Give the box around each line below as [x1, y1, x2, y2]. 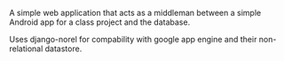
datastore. [44, 43, 83, 54]
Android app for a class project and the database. [9, 17, 191, 27]
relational [9, 43, 43, 54]
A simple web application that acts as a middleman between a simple [9, 8, 262, 18]
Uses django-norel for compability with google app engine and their [9, 34, 257, 44]
